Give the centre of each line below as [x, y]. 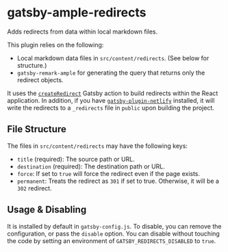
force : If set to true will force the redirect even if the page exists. [109, 173]
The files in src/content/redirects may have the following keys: [98, 146]
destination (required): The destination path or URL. [91, 166]
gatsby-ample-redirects [77, 13]
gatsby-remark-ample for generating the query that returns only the [111, 73]
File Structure [37, 129]
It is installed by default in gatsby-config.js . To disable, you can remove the [114, 226]
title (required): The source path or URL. [76, 159]
